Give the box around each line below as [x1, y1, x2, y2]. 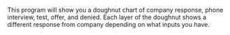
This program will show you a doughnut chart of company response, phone [7, 6, 224, 14]
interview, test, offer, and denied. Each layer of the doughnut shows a [7, 13, 207, 21]
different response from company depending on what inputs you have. [7, 21, 210, 28]
